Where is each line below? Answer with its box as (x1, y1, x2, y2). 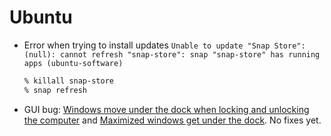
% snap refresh (23, 85, 88, 95)
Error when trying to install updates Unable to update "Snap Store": (23, 39, 306, 51)
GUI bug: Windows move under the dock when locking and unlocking (23, 103, 310, 115)
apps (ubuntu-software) (23, 58, 124, 68)
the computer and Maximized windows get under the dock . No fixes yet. (23, 114, 322, 126)
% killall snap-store (23, 76, 114, 86)
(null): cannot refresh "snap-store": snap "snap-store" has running (23, 49, 321, 60)
